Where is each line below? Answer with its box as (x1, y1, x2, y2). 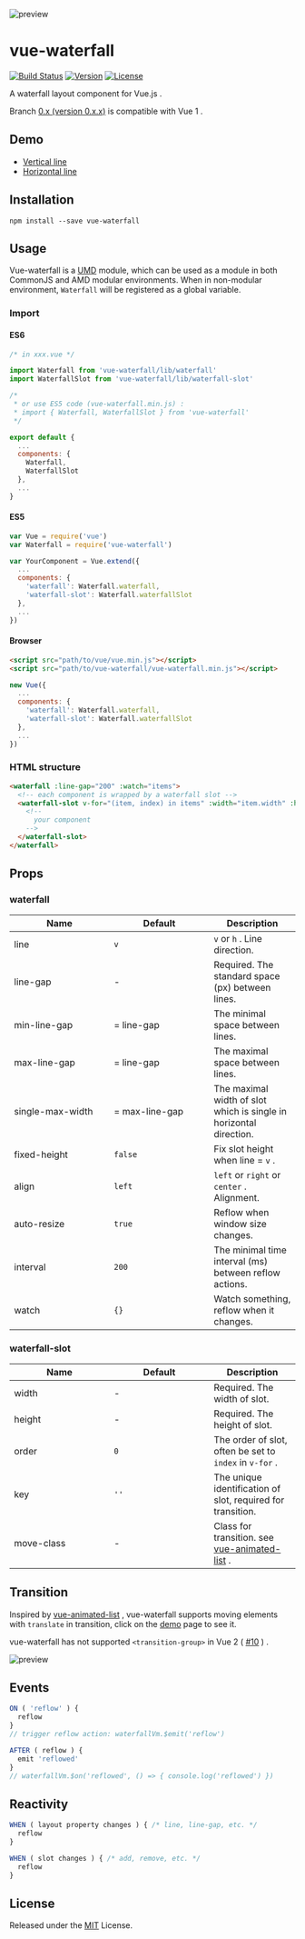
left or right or (213, 1168, 281, 1181)
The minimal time (213, 1244, 288, 1256)
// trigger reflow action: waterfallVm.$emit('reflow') (9, 1730, 225, 1739)
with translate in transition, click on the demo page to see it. (9, 1618, 237, 1629)
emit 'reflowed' (17, 1754, 79, 1764)
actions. (213, 1277, 248, 1290)
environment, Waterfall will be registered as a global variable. (9, 285, 241, 295)
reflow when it (213, 1304, 275, 1316)
